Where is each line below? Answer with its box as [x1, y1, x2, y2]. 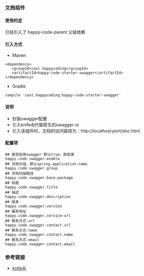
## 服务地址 [5, 209, 27, 214]
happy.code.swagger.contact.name [5, 232, 73, 237]
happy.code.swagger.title [5, 184, 58, 189]
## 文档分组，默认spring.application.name [5, 161, 88, 166]
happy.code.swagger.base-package [5, 175, 73, 180]
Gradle [12, 83, 26, 89]
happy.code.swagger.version [5, 204, 62, 208]
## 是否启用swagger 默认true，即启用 [5, 152, 75, 157]
